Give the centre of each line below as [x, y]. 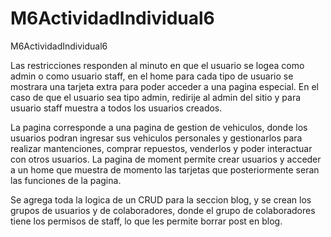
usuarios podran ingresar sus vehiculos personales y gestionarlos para [156, 138]
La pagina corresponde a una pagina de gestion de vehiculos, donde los [159, 127]
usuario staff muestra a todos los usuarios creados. [116, 108]
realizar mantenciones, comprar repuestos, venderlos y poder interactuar [161, 148]
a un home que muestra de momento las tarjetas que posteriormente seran [165, 169]
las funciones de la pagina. [66, 180]
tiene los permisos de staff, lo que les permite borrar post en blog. [146, 221]
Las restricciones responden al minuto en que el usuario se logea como [157, 65]
